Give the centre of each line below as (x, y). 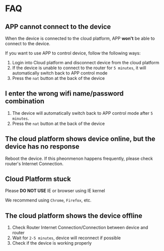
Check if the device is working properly (52, 243)
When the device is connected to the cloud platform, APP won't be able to (80, 38)
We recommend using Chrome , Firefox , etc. (48, 200)
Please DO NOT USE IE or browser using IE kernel (55, 191)
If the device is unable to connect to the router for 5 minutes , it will (79, 68)
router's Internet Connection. (34, 163)
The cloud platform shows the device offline (74, 215)
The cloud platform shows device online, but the (80, 139)
